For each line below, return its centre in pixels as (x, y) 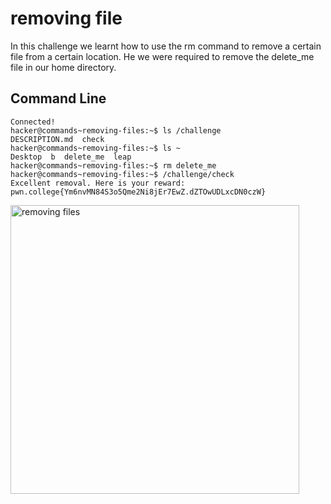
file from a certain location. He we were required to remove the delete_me (162, 56)
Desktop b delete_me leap (71, 157)
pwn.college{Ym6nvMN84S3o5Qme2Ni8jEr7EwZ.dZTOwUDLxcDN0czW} (138, 192)
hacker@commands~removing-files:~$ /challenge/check (122, 174)
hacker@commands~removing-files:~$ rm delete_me (113, 165)
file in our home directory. (63, 67)
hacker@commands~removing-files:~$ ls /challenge (116, 130)
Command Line (58, 98)
